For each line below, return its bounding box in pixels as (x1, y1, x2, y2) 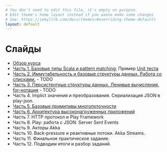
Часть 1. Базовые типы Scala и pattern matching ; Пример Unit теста (12, 65, 159, 71)
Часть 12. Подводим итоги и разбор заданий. (12, 141, 111, 147)
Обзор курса (12, 60, 41, 66)
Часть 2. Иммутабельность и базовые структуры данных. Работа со (12, 71, 162, 77)
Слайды (5, 44, 42, 55)
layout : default (5, 21, 40, 27)
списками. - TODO (12, 77, 53, 83)
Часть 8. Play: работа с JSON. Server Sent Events (12, 120, 119, 126)
